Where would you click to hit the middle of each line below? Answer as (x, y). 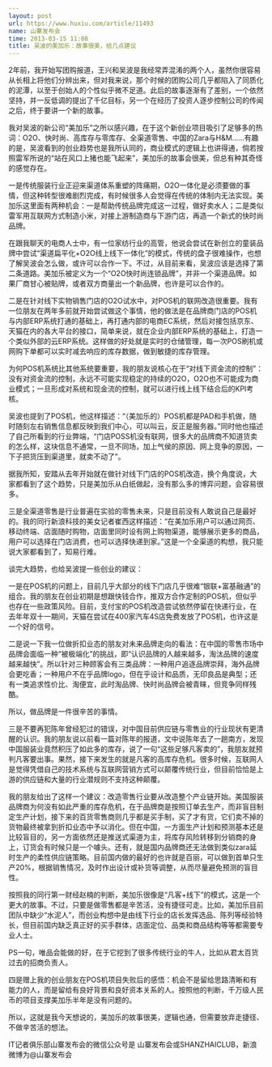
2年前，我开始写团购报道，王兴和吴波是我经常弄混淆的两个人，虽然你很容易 (135, 70)
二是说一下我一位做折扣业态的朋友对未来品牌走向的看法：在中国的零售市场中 (136, 644)
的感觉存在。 (30, 168)
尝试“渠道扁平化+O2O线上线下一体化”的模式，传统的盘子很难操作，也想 (142, 253)
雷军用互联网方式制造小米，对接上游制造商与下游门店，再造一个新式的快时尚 (136, 216)
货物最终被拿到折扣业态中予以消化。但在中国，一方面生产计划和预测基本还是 (136, 827)
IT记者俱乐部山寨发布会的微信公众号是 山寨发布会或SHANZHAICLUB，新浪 (133, 1044)
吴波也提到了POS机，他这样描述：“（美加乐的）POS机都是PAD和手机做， (129, 416)
